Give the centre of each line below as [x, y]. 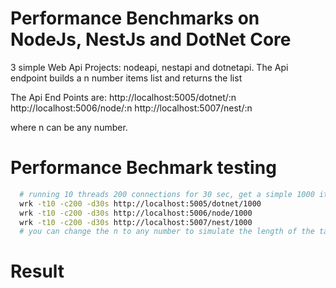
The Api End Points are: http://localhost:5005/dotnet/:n [123, 97]
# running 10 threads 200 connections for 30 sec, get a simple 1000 [167, 194]
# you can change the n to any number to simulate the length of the [167, 232]
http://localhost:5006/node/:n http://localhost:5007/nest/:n [131, 108]
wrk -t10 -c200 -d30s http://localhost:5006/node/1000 [136, 213]
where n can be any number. [69, 127]
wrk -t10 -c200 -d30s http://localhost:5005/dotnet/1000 [140, 203]
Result [37, 271]
